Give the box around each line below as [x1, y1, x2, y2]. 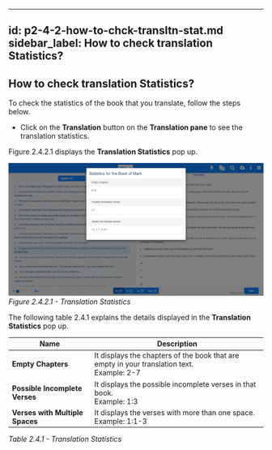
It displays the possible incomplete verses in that [94, 379, 257, 389]
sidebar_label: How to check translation [8, 36, 213, 50]
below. [8, 107, 31, 117]
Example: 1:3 [94, 396, 138, 406]
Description [156, 339, 198, 349]
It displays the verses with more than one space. [94, 407, 255, 418]
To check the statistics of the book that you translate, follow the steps [8, 98, 241, 108]
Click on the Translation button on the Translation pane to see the [19, 122, 243, 132]
